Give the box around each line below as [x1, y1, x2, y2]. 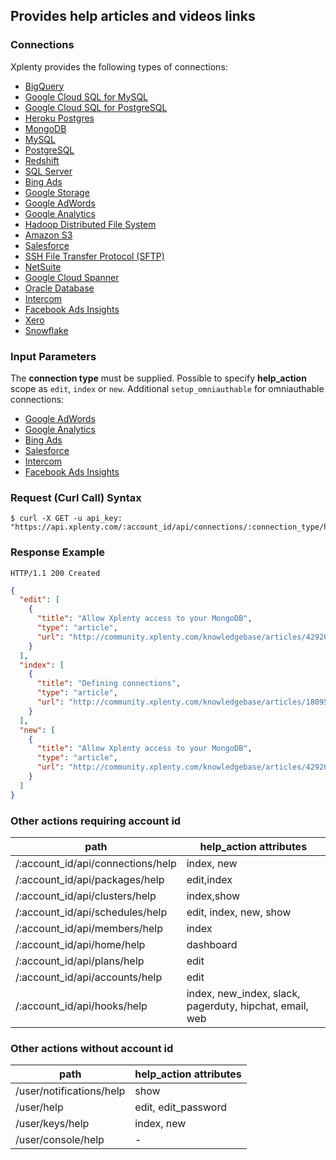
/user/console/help [15, 1133, 105, 1147]
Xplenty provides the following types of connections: [10, 60, 228, 73]
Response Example [10, 545, 106, 559]
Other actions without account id [10, 1041, 174, 1055]
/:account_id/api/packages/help [15, 873, 165, 886]
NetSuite [24, 260, 62, 273]
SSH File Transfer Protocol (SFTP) [24, 250, 165, 262]
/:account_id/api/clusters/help [15, 889, 157, 903]
